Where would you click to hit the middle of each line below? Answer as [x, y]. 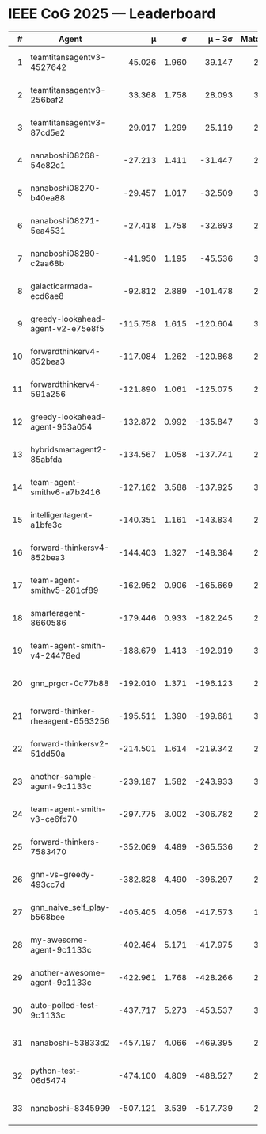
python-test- [56, 1071]
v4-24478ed [55, 655]
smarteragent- [58, 613]
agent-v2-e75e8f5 [67, 328]
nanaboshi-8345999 [70, 1108]
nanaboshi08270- [65, 188]
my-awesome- [59, 940]
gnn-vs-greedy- [63, 874]
